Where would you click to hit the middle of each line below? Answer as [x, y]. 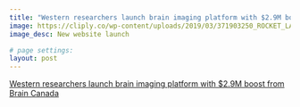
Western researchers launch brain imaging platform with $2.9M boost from [147, 84]
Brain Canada [34, 94]
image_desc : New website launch [69, 34]
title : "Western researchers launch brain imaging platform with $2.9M [145, 17]
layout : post [33, 59]
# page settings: [42, 50]
